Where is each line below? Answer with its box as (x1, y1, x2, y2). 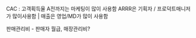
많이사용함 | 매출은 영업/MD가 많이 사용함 (12, 12, 108, 20)
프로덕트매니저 (156, 5, 191, 12)
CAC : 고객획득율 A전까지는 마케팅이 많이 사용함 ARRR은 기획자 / (6, 5, 156, 12)
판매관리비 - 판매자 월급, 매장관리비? (6, 26, 91, 32)
